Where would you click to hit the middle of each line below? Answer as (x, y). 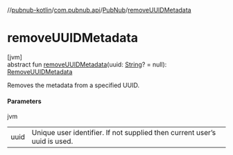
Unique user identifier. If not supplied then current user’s (124, 133)
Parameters (24, 101)
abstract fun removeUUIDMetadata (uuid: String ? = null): (87, 64)
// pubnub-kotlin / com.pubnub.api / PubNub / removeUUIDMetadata (100, 10)
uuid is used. (52, 141)
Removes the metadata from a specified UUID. (74, 85)
